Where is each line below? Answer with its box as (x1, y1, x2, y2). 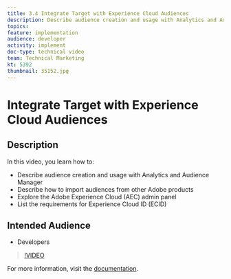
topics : (7, 23, 30, 30)
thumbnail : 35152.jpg (7, 67, 69, 74)
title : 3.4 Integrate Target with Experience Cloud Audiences (7, 10, 189, 17)
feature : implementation (7, 29, 78, 36)
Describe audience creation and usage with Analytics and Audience (16, 170, 210, 179)
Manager (16, 178, 43, 186)
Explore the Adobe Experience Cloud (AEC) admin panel (16, 192, 177, 201)
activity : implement (7, 42, 67, 49)
